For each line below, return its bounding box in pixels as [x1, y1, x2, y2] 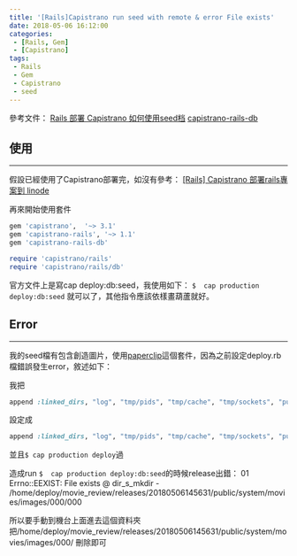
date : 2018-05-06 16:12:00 [9, 21, 109, 30]
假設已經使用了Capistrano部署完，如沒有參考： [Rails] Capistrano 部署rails [9, 174, 280, 185]
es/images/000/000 [9, 497, 82, 507]
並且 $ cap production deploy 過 [9, 449, 124, 460]
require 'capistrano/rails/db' [9, 262, 125, 271]
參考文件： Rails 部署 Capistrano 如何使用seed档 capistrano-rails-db [9, 112, 258, 123]
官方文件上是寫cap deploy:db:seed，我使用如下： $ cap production [9, 280, 260, 290]
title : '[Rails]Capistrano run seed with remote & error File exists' [9, 12, 275, 22]
